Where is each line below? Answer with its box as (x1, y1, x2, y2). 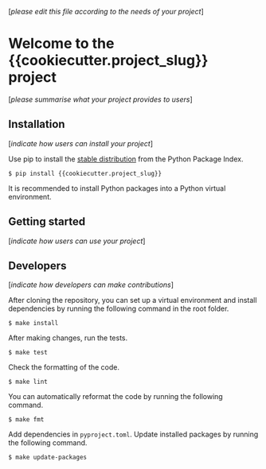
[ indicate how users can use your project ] (8, 236, 146, 246)
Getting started (8, 215, 86, 229)
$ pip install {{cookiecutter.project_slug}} (8, 169, 162, 177)
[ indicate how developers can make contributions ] (8, 280, 174, 289)
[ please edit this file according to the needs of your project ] (8, 7, 205, 16)
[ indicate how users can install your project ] (8, 138, 154, 148)
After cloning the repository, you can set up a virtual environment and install (8, 296, 257, 305)
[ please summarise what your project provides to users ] (8, 95, 193, 104)
